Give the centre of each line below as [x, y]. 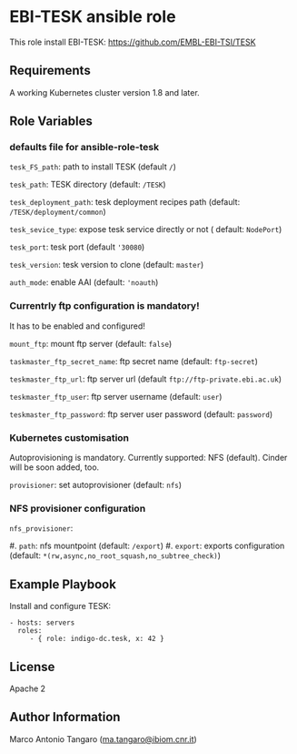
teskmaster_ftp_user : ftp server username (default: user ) [116, 396]
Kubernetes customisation [69, 437]
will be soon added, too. [54, 467]
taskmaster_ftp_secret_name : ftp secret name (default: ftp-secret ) [134, 361]
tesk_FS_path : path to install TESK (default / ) [93, 167]
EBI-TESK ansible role [93, 17]
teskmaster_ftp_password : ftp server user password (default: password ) [141, 414]
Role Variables [51, 122]
